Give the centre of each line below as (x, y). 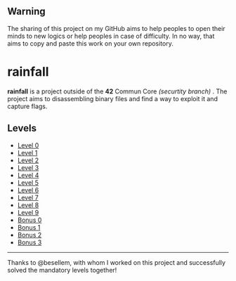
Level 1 (27, 152)
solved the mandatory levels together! (62, 270)
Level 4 (28, 175)
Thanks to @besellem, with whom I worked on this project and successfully (117, 262)
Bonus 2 (29, 235)
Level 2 (28, 160)
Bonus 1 (29, 227)
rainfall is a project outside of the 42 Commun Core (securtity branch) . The (117, 91)
